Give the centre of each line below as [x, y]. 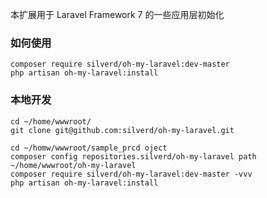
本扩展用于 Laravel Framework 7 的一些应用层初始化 [117, 14]
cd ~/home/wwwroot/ [51, 121]
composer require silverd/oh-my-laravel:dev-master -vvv [131, 174]
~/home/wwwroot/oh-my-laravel [73, 165]
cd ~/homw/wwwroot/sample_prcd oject [89, 148]
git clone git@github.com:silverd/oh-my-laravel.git [122, 130]
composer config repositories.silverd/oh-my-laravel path [133, 156]
